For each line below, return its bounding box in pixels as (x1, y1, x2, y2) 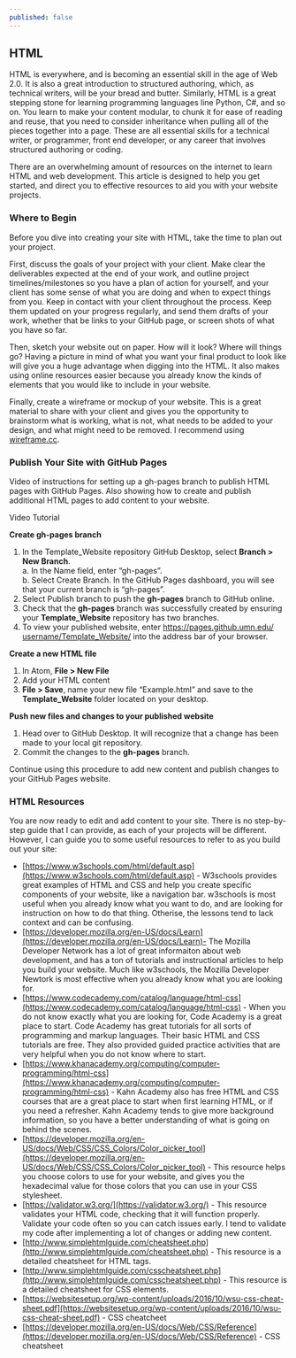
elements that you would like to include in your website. (9, 379, 211, 390)
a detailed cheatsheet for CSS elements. (21, 1285, 170, 1295)
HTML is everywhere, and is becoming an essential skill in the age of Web (9, 69, 278, 80)
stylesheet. (21, 1190, 64, 1200)
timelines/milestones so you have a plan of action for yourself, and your (9, 277, 269, 288)
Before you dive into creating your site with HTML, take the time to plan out (9, 232, 283, 243)
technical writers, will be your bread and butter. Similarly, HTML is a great (9, 88, 277, 98)
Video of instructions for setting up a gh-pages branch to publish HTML (9, 476, 270, 487)
